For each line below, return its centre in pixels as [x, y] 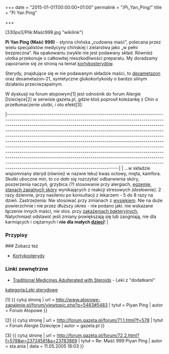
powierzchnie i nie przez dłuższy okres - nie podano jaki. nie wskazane [79, 206]
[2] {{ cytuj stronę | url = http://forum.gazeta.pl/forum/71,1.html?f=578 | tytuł [84, 320]
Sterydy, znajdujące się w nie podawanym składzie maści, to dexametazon [83, 73]
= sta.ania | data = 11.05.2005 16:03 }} [45, 346]
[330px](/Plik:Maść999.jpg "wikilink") [44, 32]
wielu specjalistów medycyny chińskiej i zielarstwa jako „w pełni [72, 47]
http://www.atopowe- [78, 299]
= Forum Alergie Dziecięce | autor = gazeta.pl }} [55, 325]
